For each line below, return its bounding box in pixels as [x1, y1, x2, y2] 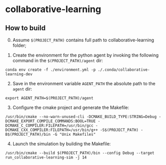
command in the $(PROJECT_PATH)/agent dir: [12, 58, 103, 64]
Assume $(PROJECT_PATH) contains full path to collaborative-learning [12, 37, 154, 43]
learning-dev [5, 72, 33, 77]
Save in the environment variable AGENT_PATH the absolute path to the [12, 81, 155, 86]
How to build [5, 24, 46, 32]
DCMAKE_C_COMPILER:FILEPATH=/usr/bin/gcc [5, 123, 94, 128]
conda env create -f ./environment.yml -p [5, 67, 96, 72]
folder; [12, 42, 27, 48]
